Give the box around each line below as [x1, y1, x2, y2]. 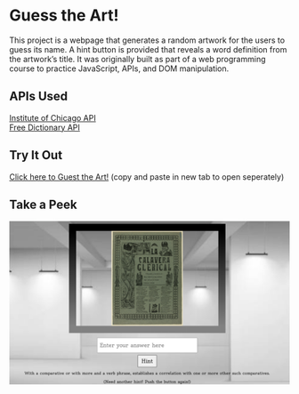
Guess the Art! [9, 5, 119, 26]
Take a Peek [9, 197, 77, 212]
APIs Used [9, 89, 69, 104]
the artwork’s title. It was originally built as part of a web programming [9, 53, 266, 64]
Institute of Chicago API [9, 112, 96, 123]
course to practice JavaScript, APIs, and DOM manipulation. [9, 63, 230, 74]
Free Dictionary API [9, 122, 80, 133]
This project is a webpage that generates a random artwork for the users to [9, 35, 286, 45]
